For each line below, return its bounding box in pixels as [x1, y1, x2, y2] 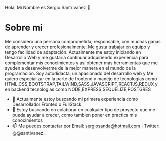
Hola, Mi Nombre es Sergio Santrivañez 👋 [5, 5, 91, 10]
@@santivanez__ [12, 130, 47, 136]
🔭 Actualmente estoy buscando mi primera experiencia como [12, 96, 138, 102]
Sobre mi [5, 22, 43, 33]
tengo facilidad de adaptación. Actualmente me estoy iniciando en [5, 49, 141, 55]
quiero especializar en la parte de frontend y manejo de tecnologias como [5, 75, 157, 82]
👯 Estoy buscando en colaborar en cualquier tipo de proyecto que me [12, 106, 156, 112]
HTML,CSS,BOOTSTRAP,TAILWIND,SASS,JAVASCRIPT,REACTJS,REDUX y [5, 81, 158, 87]
